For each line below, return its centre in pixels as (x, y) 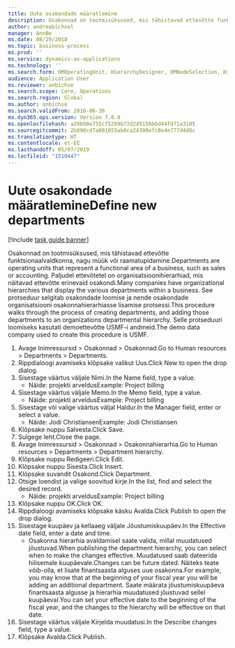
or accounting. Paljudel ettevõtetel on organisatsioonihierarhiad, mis (106, 275)
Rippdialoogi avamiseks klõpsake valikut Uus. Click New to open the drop (122, 362)
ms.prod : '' (25, 53)
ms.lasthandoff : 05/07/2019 (49, 150)
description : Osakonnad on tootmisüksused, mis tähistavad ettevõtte (111, 20)
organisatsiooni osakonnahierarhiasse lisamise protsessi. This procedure (112, 304)
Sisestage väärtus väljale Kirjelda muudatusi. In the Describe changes (117, 622)
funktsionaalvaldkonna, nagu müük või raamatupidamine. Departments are (114, 260)
